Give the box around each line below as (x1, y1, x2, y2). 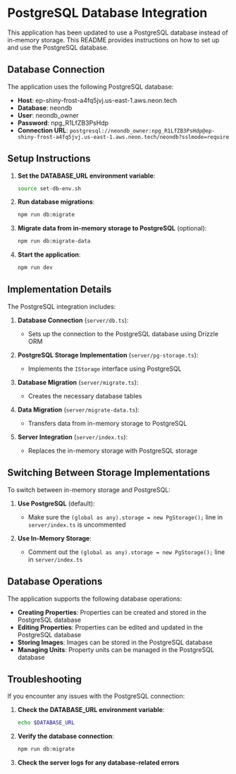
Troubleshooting (7, 673, 82, 685)
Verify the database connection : (17, 732, 115, 741)
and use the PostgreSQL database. (7, 43, 108, 51)
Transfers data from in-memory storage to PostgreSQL (27, 419, 187, 427)
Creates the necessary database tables (27, 391, 142, 400)
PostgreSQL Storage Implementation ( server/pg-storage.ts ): (17, 350, 199, 359)
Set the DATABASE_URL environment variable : (17, 171, 156, 180)
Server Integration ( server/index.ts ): (17, 432, 128, 441)
